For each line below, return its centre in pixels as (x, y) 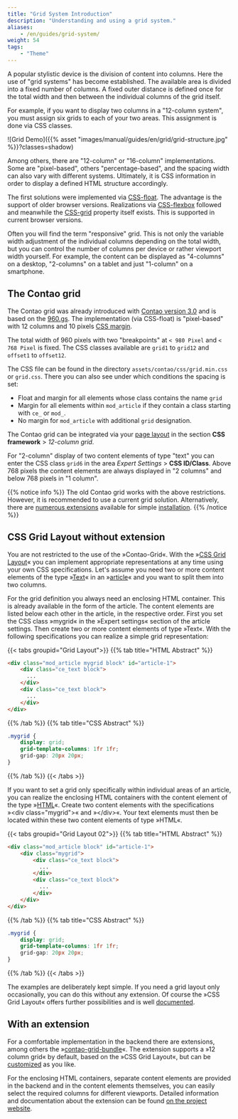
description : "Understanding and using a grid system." (92, 21)
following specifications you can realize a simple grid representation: (108, 636)
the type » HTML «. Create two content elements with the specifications (111, 804)
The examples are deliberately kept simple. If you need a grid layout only (114, 987)
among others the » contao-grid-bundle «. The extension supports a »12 (111, 1049)
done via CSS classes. (40, 125)
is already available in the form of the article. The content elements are (111, 606)
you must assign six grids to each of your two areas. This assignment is (112, 117)
